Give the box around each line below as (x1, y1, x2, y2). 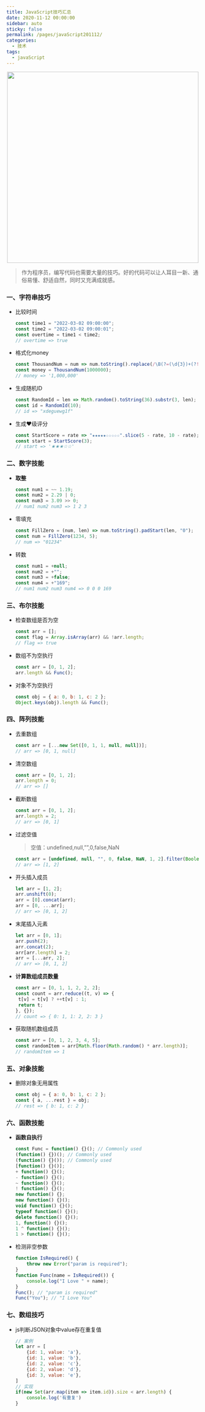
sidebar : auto (6, 20, 43, 26)
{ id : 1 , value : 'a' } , (26, 1350, 81, 1356)
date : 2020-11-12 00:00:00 (6, 15, 75, 21)
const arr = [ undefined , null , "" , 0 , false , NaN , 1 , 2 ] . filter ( (15, 856, 185, 862)
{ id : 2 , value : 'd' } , (26, 1366, 81, 1372)
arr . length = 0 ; (15, 778, 57, 784)
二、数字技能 (6, 459, 45, 468)
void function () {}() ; (15, 1203, 73, 1209)
